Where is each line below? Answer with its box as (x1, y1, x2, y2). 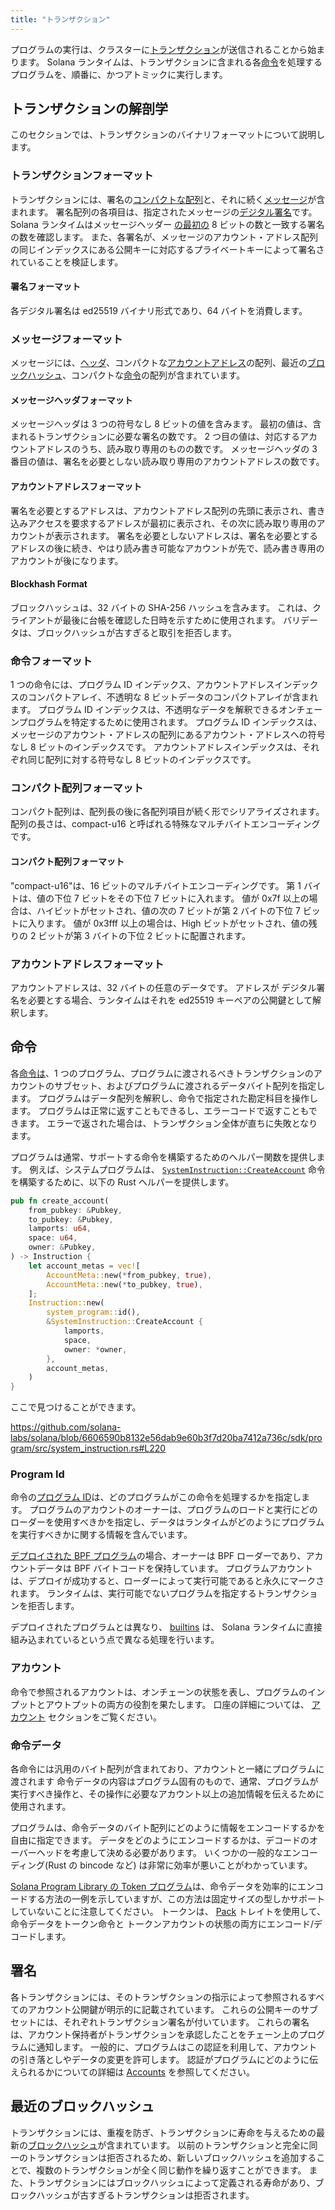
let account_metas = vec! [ (28, 1261, 141, 1271)
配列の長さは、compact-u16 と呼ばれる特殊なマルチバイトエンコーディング (10, 818, 321, 830)
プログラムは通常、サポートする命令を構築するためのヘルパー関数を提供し (10, 1151, 317, 1163)
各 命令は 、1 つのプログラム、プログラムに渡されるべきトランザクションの (10, 1067, 314, 1079)
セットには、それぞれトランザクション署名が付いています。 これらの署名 (10, 2016, 310, 2028)
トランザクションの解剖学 (10, 101, 168, 118)
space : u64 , (28, 1233, 78, 1243)
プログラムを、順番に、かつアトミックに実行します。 (10, 68, 228, 80)
